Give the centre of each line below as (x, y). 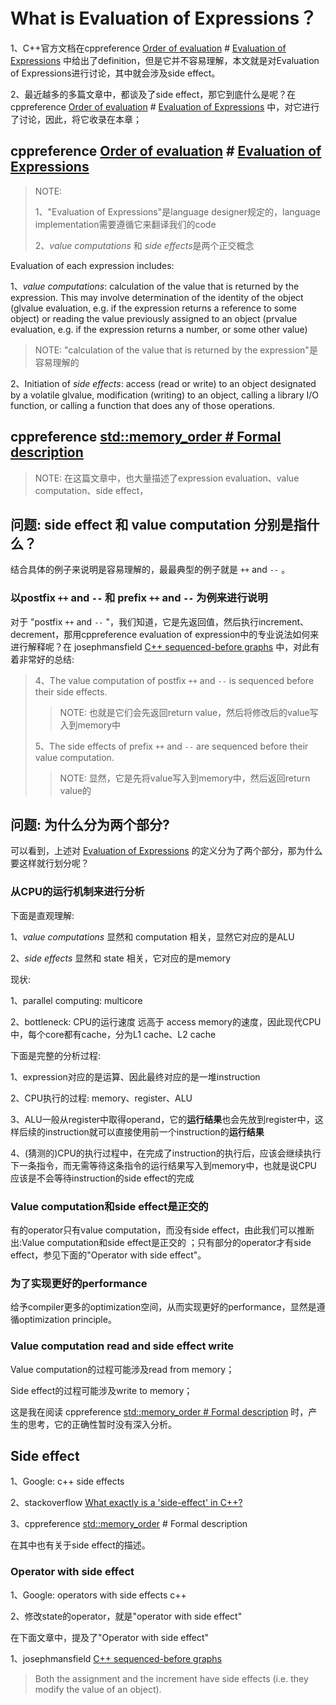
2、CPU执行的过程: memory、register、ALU (101, 1098)
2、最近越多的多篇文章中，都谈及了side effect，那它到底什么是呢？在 (153, 94)
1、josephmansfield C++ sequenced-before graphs (116, 1658)
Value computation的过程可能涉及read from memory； (122, 1369)
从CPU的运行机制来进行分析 (77, 892)
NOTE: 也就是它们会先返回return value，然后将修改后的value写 (189, 712)
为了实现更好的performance (79, 1283)
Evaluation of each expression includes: (92, 265)
